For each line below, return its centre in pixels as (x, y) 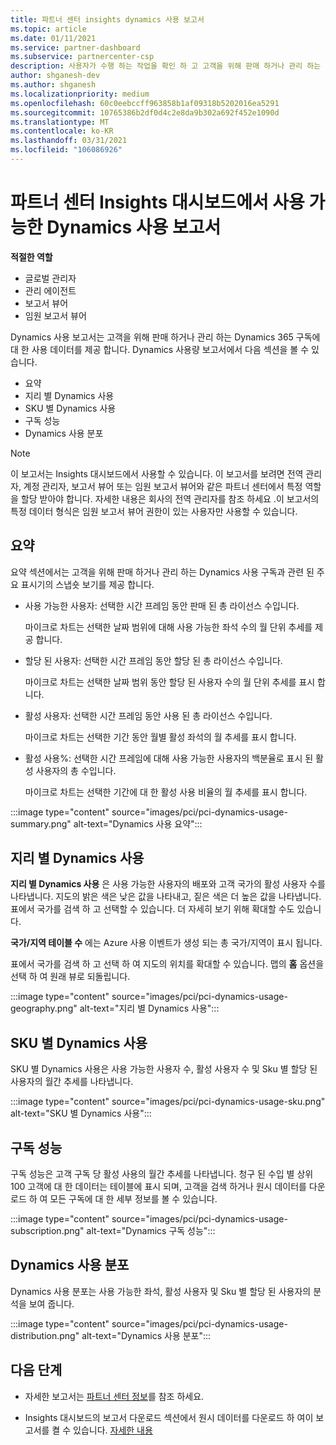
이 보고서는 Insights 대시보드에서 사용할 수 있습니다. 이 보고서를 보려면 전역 (157, 473)
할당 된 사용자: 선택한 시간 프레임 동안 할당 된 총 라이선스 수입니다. (153, 660)
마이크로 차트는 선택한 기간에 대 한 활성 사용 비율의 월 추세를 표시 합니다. (166, 792)
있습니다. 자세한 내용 (113, 1430)
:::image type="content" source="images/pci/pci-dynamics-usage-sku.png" (168, 1102)
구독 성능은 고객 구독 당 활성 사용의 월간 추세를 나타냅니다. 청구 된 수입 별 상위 (162, 1174)
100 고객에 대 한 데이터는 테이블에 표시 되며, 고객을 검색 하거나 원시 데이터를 (158, 1187)
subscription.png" (47, 1231)
